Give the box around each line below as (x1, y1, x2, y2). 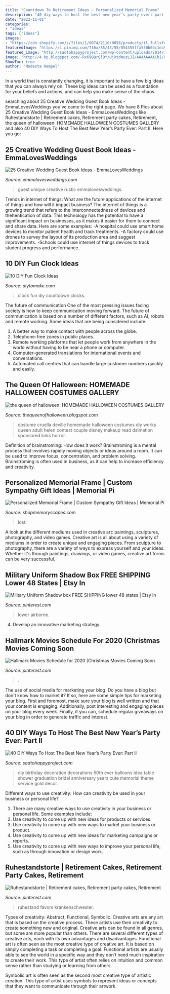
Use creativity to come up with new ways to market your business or (12, 821, 156, 827)
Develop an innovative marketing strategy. (12, 622, 101, 628)
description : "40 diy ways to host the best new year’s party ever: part (5, 12, 164, 17)
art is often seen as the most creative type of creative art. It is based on (5, 941, 154, 947)
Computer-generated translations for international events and (12, 350, 141, 356)
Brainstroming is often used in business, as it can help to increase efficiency (5, 458, 164, 464)
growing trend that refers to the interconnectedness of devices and (5, 207, 145, 213)
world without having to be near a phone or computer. (12, 344, 125, 350)
